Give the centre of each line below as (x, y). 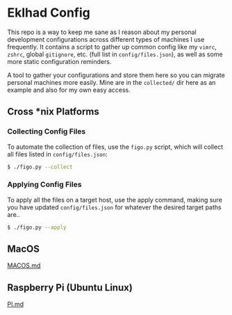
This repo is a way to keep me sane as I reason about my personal (102, 32)
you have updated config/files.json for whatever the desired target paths (114, 207)
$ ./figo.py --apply (37, 227)
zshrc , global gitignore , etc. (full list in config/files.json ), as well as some (115, 54)
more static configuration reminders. (59, 61)
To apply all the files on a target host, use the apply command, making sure (115, 200)
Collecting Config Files (47, 131)
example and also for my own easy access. (69, 90)
